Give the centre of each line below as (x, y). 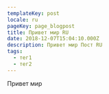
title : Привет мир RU (38, 32)
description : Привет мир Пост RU (55, 45)
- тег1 (23, 58)
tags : (15, 52)
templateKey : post (33, 13)
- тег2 (23, 64)
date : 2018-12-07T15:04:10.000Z (53, 39)
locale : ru (23, 20)
